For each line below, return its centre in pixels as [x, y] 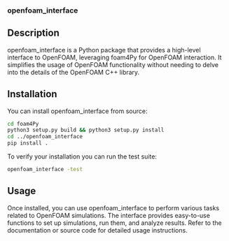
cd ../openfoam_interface [45, 137]
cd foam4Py [23, 124]
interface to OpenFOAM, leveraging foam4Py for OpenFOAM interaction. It [114, 57]
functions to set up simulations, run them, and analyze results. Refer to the [114, 223]
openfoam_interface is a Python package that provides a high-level [104, 50]
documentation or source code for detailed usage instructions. [97, 230]
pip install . [28, 143]
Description [33, 33]
